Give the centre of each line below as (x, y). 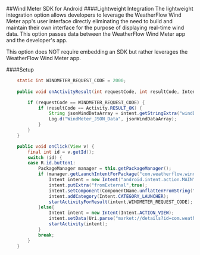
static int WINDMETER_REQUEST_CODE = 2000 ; (72, 80)
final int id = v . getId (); (61, 152)
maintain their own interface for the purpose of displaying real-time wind (95, 27)
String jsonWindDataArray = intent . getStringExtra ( (114, 113)
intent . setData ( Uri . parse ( (82, 219)
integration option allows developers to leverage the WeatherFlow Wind (94, 15)
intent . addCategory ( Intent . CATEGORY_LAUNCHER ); (109, 196)
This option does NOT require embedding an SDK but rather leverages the (97, 52)
